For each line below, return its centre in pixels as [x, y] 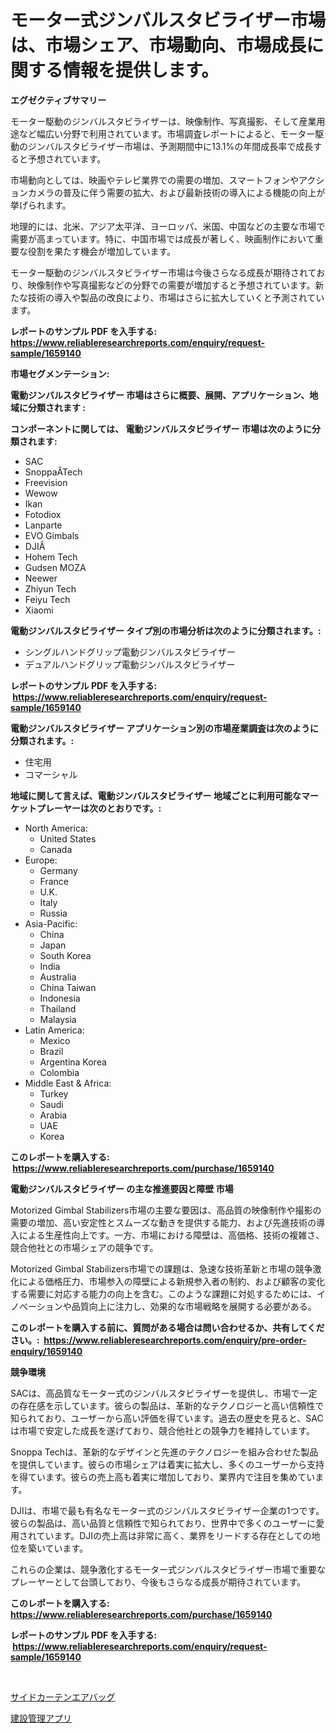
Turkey [54, 1093]
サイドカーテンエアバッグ [63, 1697]
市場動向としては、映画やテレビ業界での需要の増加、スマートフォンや [154, 180]
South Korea [65, 955]
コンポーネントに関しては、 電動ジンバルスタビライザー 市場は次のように [161, 428]
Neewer [41, 578]
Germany [58, 870]
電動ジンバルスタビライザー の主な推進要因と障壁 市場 [122, 1188]
